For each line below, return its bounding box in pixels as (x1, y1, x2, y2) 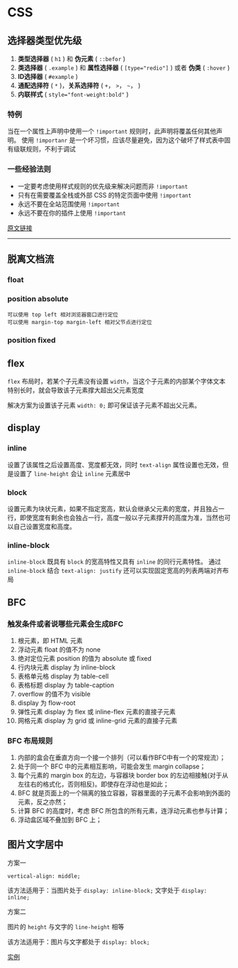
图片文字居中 (7, 838, 64, 850)
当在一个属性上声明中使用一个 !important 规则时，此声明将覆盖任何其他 (7, 127, 217, 136)
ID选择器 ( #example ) (17, 72, 79, 80)
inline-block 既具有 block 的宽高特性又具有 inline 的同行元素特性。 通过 (7, 557, 222, 566)
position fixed (7, 335, 56, 345)
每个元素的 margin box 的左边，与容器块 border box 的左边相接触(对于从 (17, 771, 229, 780)
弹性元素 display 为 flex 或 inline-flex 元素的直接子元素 (17, 707, 176, 716)
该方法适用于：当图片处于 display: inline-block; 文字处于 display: (7, 886, 208, 895)
